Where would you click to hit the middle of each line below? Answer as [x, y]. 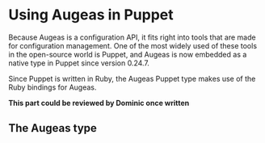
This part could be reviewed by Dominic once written [99, 103]
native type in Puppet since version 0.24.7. [79, 63]
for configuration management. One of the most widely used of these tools [132, 45]
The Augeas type [53, 128]
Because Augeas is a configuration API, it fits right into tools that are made [132, 37]
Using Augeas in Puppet [91, 15]
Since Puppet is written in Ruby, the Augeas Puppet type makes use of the [132, 78]
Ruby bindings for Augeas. [53, 87]
